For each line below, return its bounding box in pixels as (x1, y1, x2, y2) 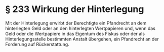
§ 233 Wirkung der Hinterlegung (5, 3, 144, 15)
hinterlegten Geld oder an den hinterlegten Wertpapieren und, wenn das (5, 25, 156, 31)
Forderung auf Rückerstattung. (5, 41, 69, 47)
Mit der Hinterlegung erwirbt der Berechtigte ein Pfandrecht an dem (5, 20, 147, 26)
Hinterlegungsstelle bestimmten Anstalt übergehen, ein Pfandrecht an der (5, 36, 159, 42)
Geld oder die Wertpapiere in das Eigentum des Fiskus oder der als (5, 30, 145, 36)
